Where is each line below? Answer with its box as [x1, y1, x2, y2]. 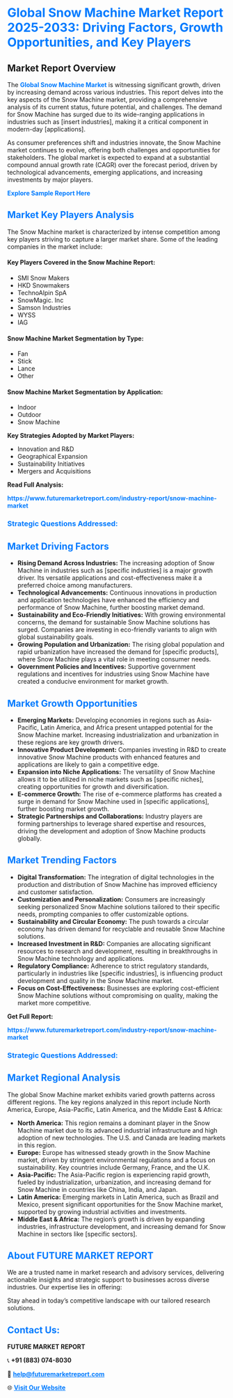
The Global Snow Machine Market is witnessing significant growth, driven [7, 81, 220, 88]
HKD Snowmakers [17, 281, 70, 290]
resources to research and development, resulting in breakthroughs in [17, 947, 218, 955]
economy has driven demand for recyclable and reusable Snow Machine [17, 925, 225, 933]
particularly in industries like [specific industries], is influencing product [17, 969, 223, 977]
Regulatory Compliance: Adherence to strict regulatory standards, [17, 961, 209, 970]
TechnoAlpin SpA [17, 289, 67, 297]
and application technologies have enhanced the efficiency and [17, 596, 200, 604]
